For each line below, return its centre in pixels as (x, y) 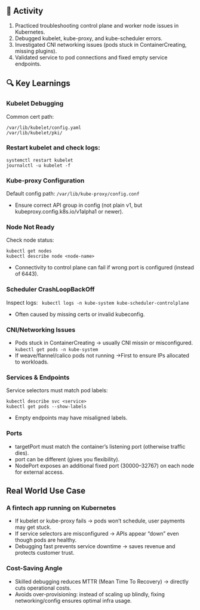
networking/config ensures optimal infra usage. (73, 600)
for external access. (39, 472)
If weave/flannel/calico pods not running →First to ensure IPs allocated (102, 355)
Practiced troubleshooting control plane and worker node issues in (97, 25)
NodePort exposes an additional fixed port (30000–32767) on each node (104, 465)
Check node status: (30, 240)
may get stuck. (33, 527)
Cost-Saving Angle (34, 569)
